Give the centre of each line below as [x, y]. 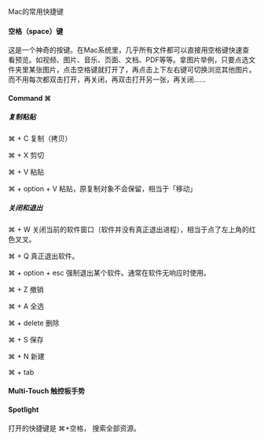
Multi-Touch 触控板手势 [46, 391]
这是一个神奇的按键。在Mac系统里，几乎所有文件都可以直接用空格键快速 [125, 50]
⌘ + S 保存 [26, 339]
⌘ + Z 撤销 [26, 289]
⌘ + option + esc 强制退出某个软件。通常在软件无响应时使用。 [109, 272]
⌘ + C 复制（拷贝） [40, 138]
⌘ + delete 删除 [34, 323]
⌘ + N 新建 [26, 356]
